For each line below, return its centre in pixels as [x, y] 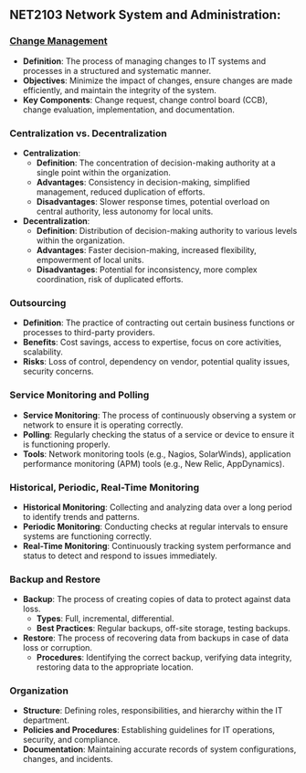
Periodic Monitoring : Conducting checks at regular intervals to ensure [155, 526]
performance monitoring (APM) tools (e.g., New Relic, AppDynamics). [153, 463]
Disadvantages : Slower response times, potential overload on [153, 201]
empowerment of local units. [90, 259]
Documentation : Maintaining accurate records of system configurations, [159, 749]
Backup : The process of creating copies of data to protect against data [156, 599]
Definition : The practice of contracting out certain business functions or [158, 323]
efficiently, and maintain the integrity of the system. [120, 90]
